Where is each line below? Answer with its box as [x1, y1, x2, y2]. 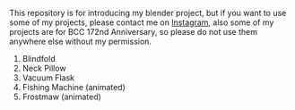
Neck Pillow [22, 63, 66, 73]
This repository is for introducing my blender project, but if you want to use [9, 8, 287, 18]
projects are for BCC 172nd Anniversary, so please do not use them [9, 27, 258, 37]
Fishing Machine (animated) [22, 82, 126, 92]
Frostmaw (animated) [22, 91, 101, 102]
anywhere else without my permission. [9, 36, 152, 47]
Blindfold [22, 54, 56, 63]
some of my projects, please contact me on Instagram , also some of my [9, 17, 274, 28]
